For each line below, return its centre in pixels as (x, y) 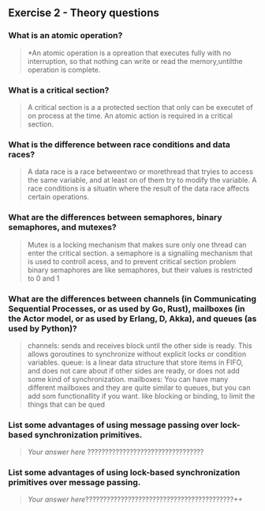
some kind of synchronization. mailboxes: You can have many (128, 379)
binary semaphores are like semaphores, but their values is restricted (140, 270)
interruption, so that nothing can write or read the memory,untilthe (135, 61)
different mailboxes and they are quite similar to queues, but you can (139, 388)
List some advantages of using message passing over (114, 425)
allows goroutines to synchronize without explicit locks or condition (137, 354)
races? (22, 154)
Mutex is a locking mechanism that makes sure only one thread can (137, 244)
